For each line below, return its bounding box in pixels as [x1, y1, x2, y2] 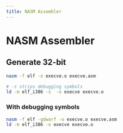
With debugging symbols [6, 103, 80, 111]
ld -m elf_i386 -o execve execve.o [6, 122, 94, 128]
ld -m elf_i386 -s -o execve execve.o [6, 89, 104, 95]
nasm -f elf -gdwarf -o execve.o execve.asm [6, 116, 117, 122]
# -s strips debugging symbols [6, 84, 83, 89]
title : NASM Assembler [6, 8, 62, 15]
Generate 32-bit [6, 57, 67, 68]
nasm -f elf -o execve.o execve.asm [6, 73, 96, 79]
